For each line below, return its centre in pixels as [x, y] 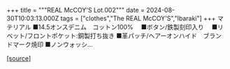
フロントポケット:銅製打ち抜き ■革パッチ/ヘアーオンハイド [112, 36]
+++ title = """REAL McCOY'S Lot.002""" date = [76, 10]
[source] [19, 58]
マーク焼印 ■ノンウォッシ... [52, 44]
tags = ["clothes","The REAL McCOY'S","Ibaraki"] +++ [138, 18]
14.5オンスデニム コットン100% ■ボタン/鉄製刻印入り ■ [128, 27]
